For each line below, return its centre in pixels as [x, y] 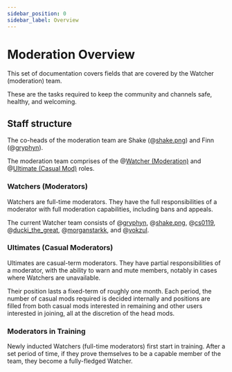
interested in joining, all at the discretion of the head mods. [91, 313]
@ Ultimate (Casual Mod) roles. [51, 169]
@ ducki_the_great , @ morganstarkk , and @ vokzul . [78, 230]
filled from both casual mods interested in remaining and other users [105, 305]
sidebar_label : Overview [43, 20]
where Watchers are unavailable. [54, 278]
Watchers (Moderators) [47, 187]
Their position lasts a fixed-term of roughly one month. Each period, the [109, 291]
